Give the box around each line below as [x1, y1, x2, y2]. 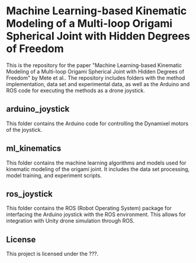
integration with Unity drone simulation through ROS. [6, 217, 135, 224]
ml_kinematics [6, 144, 62, 154]
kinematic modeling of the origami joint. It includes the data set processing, [6, 165, 190, 173]
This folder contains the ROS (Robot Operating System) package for [6, 205, 172, 212]
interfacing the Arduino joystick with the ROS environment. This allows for [6, 211, 187, 218]
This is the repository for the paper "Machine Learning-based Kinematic [6, 61, 182, 69]
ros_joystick [6, 189, 53, 199]
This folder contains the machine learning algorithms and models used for [6, 159, 187, 166]
